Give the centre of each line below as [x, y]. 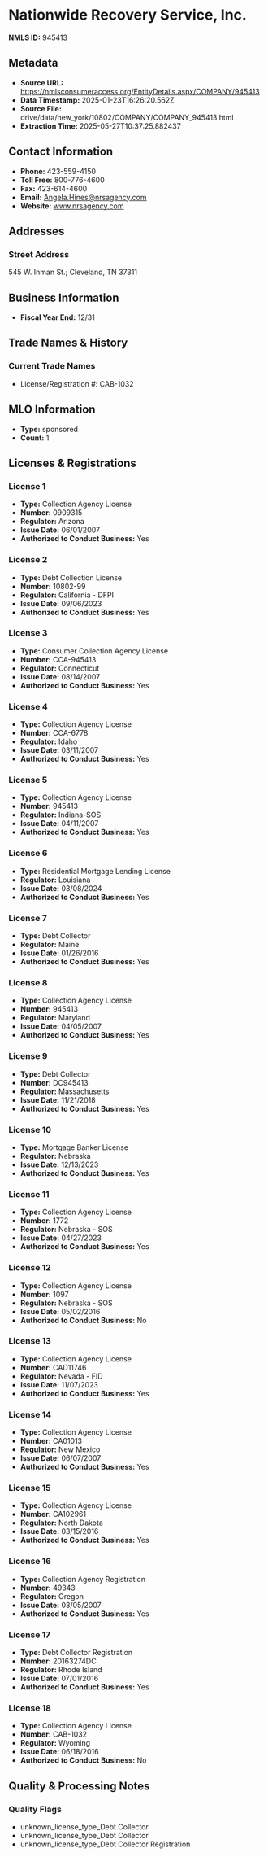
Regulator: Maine [50, 945]
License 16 [30, 1562]
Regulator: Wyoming [55, 1743]
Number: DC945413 [54, 1082]
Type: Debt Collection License [71, 577]
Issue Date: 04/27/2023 [61, 1238]
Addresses [37, 231]
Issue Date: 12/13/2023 [59, 1164]
